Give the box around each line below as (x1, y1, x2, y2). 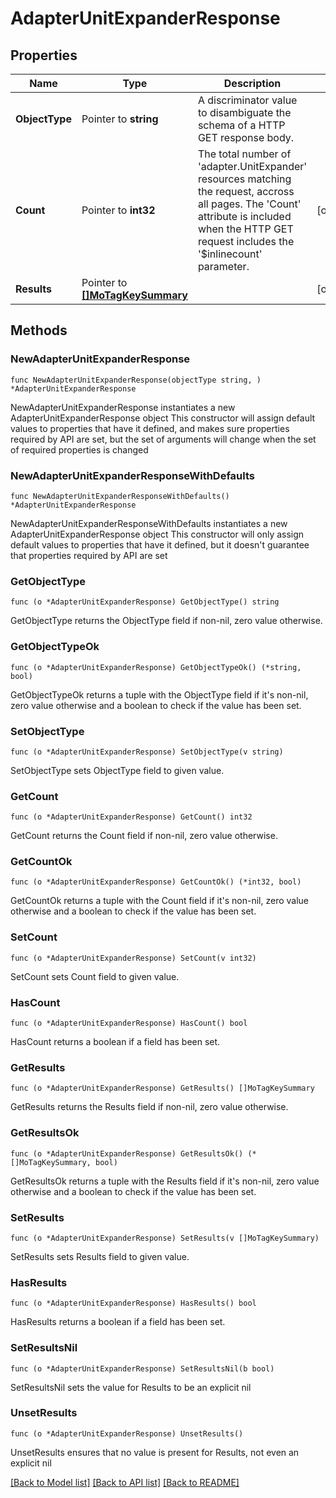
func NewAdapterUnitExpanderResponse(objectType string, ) (10, 375, 262, 385)
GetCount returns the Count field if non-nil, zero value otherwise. (10, 830, 278, 842)
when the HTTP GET (197, 222, 294, 236)
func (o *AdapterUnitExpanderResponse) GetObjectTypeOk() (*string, (10, 662, 302, 672)
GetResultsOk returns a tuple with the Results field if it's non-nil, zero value (10, 1175, 320, 1187)
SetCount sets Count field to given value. (10, 970, 180, 982)
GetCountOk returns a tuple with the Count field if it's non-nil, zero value (10, 895, 310, 907)
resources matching (197, 172, 292, 186)
